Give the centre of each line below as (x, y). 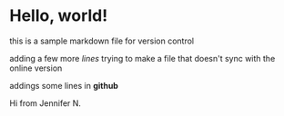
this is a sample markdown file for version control (101, 41)
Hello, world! (59, 16)
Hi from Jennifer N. (46, 103)
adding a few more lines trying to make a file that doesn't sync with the (142, 58)
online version (36, 68)
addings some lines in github (64, 85)
